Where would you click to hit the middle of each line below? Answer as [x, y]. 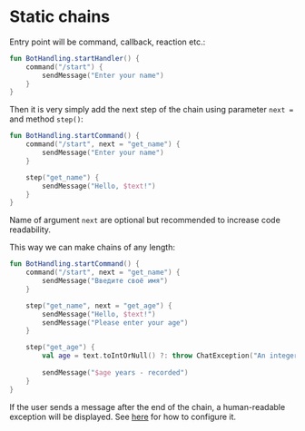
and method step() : [46, 119]
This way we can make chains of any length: [92, 248]
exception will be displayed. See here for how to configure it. [123, 416]
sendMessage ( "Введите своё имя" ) [105, 281]
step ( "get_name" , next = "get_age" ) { [99, 306]
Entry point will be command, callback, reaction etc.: [108, 42]
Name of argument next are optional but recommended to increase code [145, 220]
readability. [30, 230]
